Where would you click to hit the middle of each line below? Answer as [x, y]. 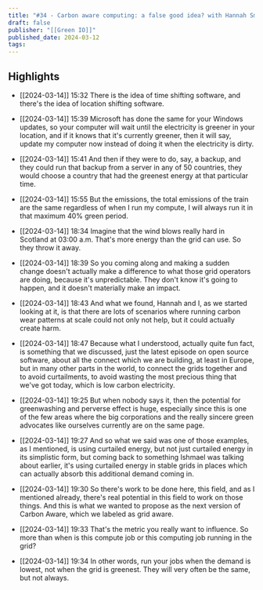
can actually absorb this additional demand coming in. [106, 473]
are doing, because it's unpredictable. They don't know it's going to [128, 279]
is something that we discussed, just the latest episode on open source [134, 351]
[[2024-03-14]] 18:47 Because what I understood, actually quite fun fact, [137, 343]
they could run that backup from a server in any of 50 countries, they [131, 167]
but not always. [44, 577]
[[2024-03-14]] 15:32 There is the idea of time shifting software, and [130, 95]
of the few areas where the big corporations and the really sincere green [137, 417]
